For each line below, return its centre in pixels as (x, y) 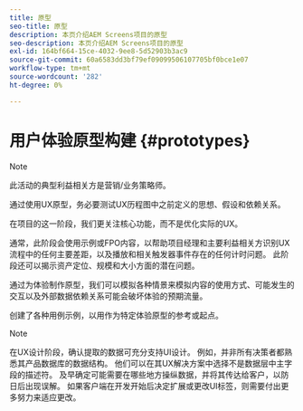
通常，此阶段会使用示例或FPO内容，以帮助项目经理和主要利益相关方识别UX (150, 243)
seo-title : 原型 (38, 26)
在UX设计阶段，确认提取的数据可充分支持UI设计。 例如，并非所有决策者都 (147, 352)
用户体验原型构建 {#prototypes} (130, 140)
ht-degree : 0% (36, 85)
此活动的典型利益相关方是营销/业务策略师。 (90, 185)
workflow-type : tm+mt (50, 69)
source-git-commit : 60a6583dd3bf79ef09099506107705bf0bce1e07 (129, 60)
